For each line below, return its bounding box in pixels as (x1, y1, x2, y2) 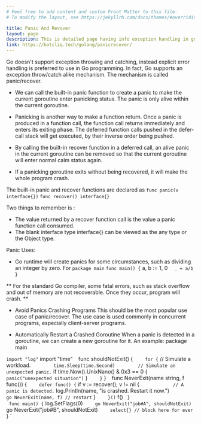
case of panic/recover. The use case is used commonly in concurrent (14, 313, 187, 320)
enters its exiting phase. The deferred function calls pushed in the (14, 126, 178, 133)
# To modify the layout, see (6, 14, 79, 20)
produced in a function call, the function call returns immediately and (14, 120, 185, 126)
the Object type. (14, 235, 55, 242)
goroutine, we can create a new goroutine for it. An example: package (14, 338, 187, 344)
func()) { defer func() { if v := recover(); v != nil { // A (6, 381, 184, 388)
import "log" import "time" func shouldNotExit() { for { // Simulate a (6, 356, 191, 362)
